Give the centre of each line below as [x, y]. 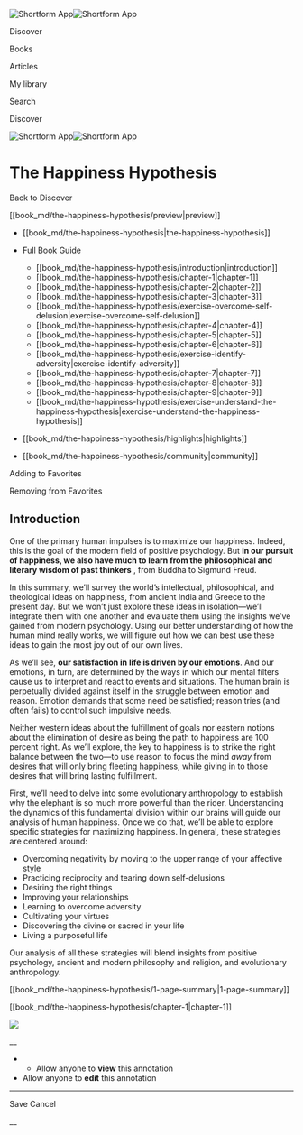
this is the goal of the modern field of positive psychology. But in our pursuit [151, 550]
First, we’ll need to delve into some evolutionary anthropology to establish [147, 793]
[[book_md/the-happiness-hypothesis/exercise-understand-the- [156, 401]
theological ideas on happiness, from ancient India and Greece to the [138, 596]
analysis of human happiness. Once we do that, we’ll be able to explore [142, 822]
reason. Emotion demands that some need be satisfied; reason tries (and [145, 700]
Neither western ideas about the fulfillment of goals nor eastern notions [142, 727]
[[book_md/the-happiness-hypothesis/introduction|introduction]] [156, 267]
